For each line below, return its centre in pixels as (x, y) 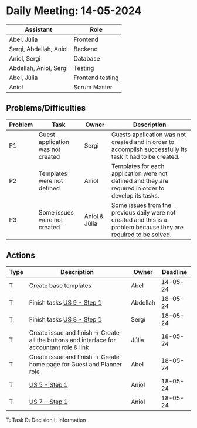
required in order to (138, 188)
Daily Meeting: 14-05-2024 (74, 11)
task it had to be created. (145, 156)
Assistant (39, 29)
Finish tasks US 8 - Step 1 (66, 319)
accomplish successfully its (149, 149)
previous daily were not (143, 212)
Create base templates (60, 285)
